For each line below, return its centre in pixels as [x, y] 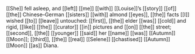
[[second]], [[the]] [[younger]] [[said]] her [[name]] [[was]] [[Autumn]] [91, 33]
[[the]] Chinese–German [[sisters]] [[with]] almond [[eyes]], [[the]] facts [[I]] [98, 15]
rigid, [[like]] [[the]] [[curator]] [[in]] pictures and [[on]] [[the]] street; [89, 27]
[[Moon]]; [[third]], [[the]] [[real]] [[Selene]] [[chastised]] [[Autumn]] [88, 39]
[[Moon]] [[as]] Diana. [32, 45]
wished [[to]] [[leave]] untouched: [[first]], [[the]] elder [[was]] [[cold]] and [96, 21]
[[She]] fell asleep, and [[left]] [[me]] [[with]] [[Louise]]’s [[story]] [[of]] [91, 8]
